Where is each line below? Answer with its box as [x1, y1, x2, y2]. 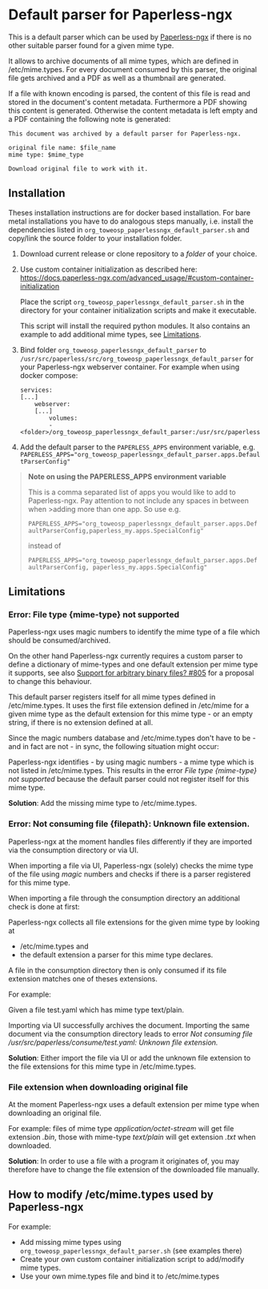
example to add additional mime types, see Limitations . [19, 329, 202, 339]
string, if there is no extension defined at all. [8, 718, 154, 727]
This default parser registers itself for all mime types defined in [8, 692, 216, 702]
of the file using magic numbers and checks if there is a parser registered [8, 869, 251, 879]
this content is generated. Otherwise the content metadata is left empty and [8, 106, 258, 115]
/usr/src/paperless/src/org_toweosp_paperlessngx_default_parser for [19, 353, 254, 363]
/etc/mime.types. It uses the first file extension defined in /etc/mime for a [8, 701, 250, 711]
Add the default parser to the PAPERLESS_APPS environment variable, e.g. [19, 442, 256, 452]
